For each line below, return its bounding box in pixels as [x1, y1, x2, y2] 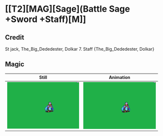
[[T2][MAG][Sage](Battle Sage [5, 3, 130, 15]
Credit [5, 33, 24, 41]
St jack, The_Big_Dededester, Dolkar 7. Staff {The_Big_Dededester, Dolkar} [5, 46, 154, 52]
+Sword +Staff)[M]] [5, 14, 86, 25]
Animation [109, 75, 130, 80]
